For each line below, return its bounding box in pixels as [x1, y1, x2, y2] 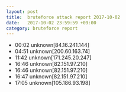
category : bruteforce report [6, 25, 78, 31]
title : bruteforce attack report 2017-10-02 [6, 14, 120, 20]
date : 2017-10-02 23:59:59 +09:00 [6, 20, 96, 26]
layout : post [6, 8, 38, 15]
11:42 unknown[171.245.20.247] [14, 54, 92, 61]
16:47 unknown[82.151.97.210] [14, 73, 88, 80]
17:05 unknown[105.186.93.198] [14, 80, 91, 87]
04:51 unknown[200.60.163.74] [14, 48, 91, 55]
